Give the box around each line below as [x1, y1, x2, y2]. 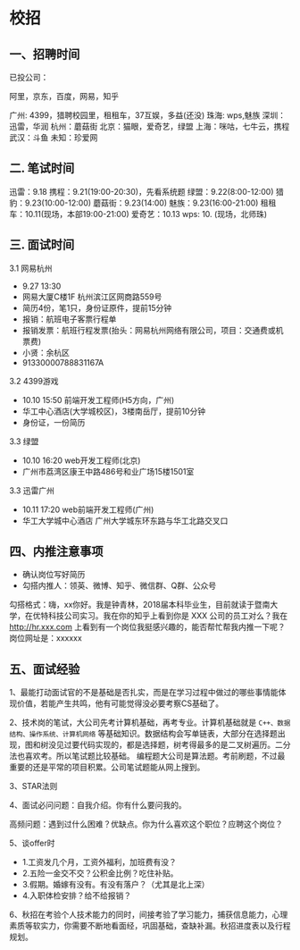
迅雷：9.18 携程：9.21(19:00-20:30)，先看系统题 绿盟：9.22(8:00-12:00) [9, 186, 274, 197]
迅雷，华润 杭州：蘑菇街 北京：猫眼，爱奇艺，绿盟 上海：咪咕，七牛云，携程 [9, 122, 290, 131]
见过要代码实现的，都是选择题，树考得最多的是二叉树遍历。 [55, 739, 275, 751]
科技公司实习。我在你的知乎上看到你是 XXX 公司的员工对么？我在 [47, 610, 288, 621]
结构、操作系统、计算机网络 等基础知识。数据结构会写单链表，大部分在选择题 [9, 728, 279, 739]
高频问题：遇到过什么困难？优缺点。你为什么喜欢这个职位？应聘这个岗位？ [9, 819, 283, 829]
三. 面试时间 [9, 238, 75, 253]
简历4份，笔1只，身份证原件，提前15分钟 [21, 302, 172, 313]
